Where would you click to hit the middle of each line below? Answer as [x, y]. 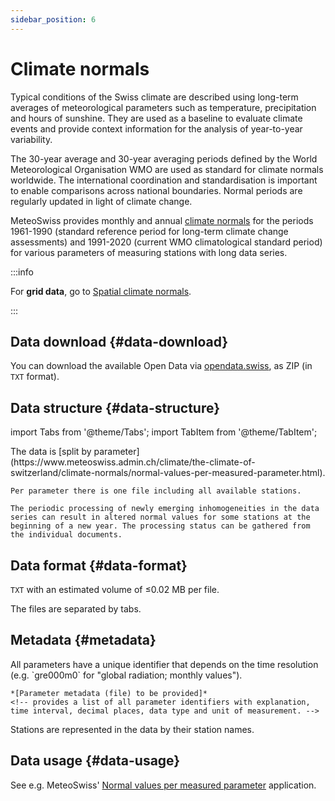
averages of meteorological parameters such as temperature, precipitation [163, 107]
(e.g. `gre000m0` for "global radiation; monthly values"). [126, 675]
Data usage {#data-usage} [95, 761]
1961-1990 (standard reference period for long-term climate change [149, 231]
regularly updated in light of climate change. [101, 201]
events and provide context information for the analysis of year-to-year [156, 128]
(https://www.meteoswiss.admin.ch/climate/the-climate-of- [133, 462]
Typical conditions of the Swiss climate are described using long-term [154, 97]
